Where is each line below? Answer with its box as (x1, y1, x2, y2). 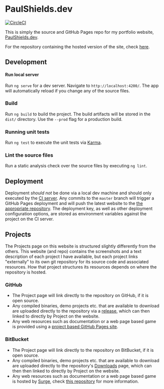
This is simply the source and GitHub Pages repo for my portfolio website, (5, 29, 154, 35)
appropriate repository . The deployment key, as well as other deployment (5, 206, 153, 211)
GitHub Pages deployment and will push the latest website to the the (5, 201, 143, 206)
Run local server (5, 71, 39, 77)
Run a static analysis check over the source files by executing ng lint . (5, 163, 147, 169)
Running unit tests (5, 128, 50, 135)
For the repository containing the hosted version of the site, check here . (5, 44, 150, 49)
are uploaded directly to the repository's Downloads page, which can (12, 363, 152, 368)
